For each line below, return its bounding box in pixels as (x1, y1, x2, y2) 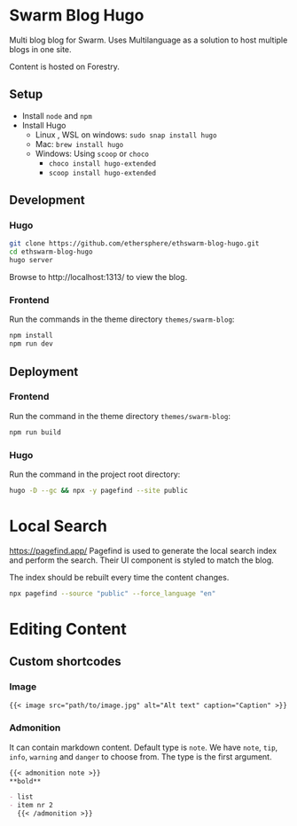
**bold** (9, 776, 42, 785)
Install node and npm (21, 110, 93, 121)
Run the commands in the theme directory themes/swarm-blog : (9, 314, 235, 324)
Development (9, 192, 86, 208)
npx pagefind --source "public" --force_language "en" (9, 588, 216, 598)
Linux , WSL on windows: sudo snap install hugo (35, 129, 217, 140)
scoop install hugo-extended (48, 168, 157, 177)
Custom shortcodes (9, 654, 121, 669)
